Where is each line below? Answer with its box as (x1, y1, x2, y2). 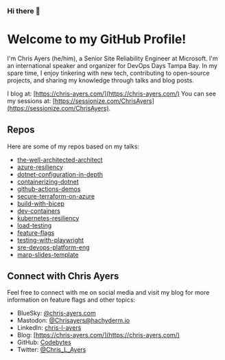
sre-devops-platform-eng (16, 243, 91, 251)
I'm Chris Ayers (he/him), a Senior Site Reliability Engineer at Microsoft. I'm (7, 54, 218, 63)
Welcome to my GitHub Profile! (7, 32, 187, 47)
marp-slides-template (16, 250, 79, 258)
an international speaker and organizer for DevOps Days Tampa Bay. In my (7, 61, 218, 69)
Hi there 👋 (7, 6, 41, 16)
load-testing (16, 221, 52, 229)
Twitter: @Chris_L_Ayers (16, 346, 86, 354)
